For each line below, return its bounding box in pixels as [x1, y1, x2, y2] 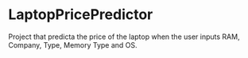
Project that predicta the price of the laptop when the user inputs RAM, [8, 32, 240, 41]
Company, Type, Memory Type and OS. [8, 40, 138, 49]
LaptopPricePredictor [8, 6, 153, 24]
